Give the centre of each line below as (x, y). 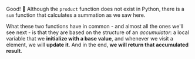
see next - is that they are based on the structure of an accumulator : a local (97, 32)
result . (14, 51)
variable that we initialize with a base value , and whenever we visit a (90, 38)
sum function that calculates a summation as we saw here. (76, 15)
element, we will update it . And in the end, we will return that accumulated (97, 45)
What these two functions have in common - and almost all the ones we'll (95, 26)
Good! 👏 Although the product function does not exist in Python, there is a (95, 9)
